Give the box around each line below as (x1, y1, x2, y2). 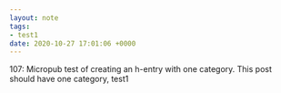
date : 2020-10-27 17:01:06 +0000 (9, 38, 136, 48)
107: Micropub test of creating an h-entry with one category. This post (9, 64, 273, 75)
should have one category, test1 (9, 74, 129, 85)
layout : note (9, 13, 59, 23)
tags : (9, 22, 30, 31)
